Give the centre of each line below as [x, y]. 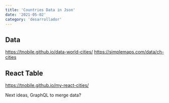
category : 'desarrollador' [34, 19]
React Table [24, 73]
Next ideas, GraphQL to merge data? [43, 95]
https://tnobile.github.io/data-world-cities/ [49, 52]
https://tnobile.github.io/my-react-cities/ [47, 85]
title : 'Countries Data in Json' [40, 10]
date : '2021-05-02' [26, 15]
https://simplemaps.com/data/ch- [129, 52]
